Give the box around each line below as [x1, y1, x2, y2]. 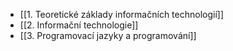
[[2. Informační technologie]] [19, 19, 139, 31]
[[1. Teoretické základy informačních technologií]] [19, 9, 225, 20]
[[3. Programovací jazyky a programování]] [19, 30, 197, 41]
